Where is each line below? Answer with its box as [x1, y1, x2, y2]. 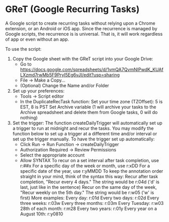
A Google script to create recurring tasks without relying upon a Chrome [5, 20, 155, 26]
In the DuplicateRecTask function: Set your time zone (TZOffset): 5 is [20, 98, 163, 104]
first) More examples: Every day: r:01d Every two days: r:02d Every [20, 195, 159, 201]
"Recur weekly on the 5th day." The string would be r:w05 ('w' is [20, 189, 154, 195]
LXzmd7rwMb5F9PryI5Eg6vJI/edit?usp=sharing [20, 71, 120, 78]
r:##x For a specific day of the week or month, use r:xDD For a [20, 163, 150, 169]
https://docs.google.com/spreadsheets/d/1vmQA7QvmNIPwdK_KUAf [20, 66, 164, 72]
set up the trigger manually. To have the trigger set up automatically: [12, 136, 155, 142]
